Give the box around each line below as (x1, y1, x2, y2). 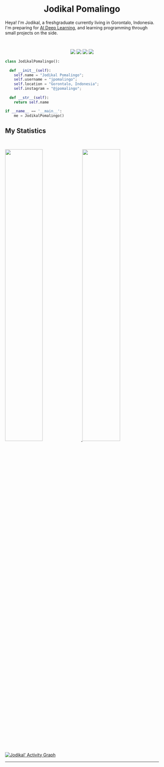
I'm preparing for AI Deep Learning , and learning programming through (5, 24, 148, 30)
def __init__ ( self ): (9, 68, 51, 73)
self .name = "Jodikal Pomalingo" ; (14, 72, 84, 78)
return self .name (14, 100, 49, 104)
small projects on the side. (5, 30, 58, 36)
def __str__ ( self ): (9, 95, 49, 100)
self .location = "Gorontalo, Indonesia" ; (14, 82, 99, 86)
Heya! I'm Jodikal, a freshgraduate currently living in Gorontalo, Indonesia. (5, 20, 155, 25)
